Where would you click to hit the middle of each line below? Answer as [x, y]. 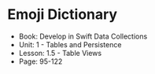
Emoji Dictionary [63, 15]
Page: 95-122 [41, 61]
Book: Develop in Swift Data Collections [83, 36]
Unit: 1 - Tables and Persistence [70, 44]
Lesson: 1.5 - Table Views [60, 53]
